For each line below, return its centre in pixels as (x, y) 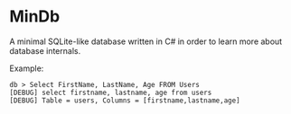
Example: (27, 68)
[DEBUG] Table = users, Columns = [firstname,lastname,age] (125, 101)
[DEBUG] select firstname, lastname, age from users (111, 92)
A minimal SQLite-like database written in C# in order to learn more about (146, 41)
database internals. (45, 50)
